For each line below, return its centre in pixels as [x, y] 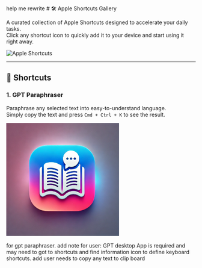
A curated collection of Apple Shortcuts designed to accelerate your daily [97, 22]
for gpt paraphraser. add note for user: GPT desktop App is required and [96, 245]
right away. [20, 42]
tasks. [14, 29]
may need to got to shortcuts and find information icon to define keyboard [98, 252]
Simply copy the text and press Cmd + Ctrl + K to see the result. [86, 114]
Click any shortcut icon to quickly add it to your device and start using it [95, 35]
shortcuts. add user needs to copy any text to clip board [76, 258]
